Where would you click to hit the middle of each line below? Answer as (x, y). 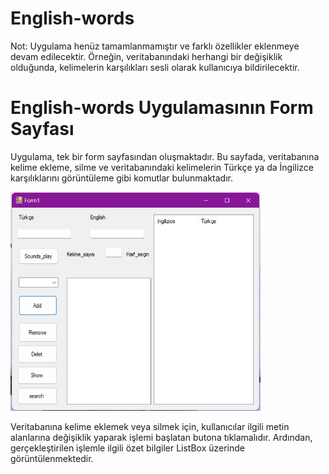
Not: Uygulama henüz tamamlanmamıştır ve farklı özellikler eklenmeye (155, 46)
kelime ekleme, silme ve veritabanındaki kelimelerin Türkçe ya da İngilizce (162, 167)
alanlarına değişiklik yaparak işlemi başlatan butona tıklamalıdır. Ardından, (161, 437)
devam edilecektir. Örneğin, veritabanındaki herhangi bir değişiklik (146, 56)
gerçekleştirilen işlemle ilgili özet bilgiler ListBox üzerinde (128, 448)
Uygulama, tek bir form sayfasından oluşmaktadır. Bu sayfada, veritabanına (165, 156)
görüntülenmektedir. (52, 458)
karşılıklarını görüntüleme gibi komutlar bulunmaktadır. (122, 178)
